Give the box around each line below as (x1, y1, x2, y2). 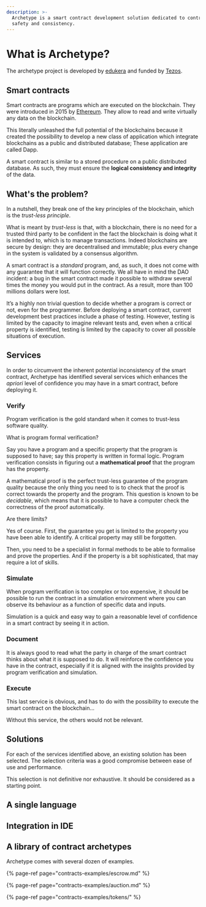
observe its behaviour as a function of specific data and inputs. (6, 601, 166, 609)
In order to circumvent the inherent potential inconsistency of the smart (6, 366, 186, 374)
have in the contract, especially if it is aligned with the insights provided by (6, 662, 195, 669)
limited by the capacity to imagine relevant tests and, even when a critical (6, 319, 192, 327)
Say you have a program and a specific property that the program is (6, 446, 178, 453)
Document (6, 635, 39, 643)
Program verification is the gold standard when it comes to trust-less (6, 416, 180, 423)
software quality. (6, 422, 49, 429)
